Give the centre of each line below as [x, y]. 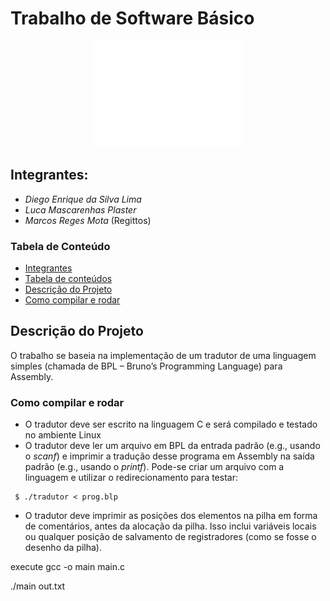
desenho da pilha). [63, 548]
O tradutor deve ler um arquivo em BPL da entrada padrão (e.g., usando [172, 446]
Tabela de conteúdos [68, 279]
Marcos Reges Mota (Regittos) [88, 220]
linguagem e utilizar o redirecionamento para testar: [131, 478]
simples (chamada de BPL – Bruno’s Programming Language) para [146, 366]
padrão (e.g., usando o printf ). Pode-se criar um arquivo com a [154, 467]
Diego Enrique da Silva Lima [83, 199]
